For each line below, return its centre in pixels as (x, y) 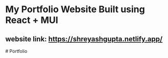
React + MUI (32, 20)
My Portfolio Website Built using (75, 9)
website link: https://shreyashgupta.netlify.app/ (84, 39)
